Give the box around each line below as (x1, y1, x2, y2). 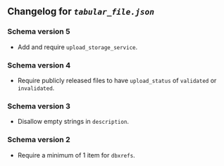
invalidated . (17, 84, 55, 92)
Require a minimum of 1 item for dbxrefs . (17, 151, 135, 159)
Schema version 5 (7, 27, 70, 37)
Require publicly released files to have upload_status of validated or (17, 76, 217, 84)
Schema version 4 (7, 60, 71, 70)
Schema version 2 (7, 135, 70, 145)
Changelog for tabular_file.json (7, 6, 155, 18)
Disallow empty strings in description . (17, 117, 129, 126)
